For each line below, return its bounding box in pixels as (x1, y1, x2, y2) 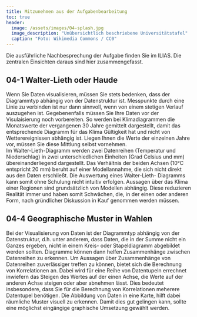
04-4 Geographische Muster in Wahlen (6, 214, 153, 224)
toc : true (6, 14, 31, 20)
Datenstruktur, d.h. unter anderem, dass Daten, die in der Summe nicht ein (6, 235, 186, 242)
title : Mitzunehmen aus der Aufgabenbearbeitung (6, 8, 128, 15)
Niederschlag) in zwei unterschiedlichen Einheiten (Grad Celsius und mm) (6, 153, 185, 160)
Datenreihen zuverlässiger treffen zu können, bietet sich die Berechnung (6, 261, 182, 268)
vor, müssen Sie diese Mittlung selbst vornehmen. (6, 140, 128, 147)
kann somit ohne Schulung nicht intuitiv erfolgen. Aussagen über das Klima (6, 178, 188, 185)
